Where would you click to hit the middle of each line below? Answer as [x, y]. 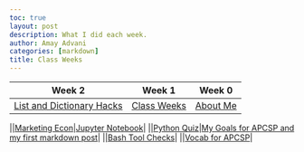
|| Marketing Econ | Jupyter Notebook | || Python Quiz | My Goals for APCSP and [152, 128]
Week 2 [68, 90]
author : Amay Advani [48, 43]
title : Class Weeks [46, 60]
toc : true [28, 18]
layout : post [34, 26]
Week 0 [216, 90]
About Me [216, 105]
